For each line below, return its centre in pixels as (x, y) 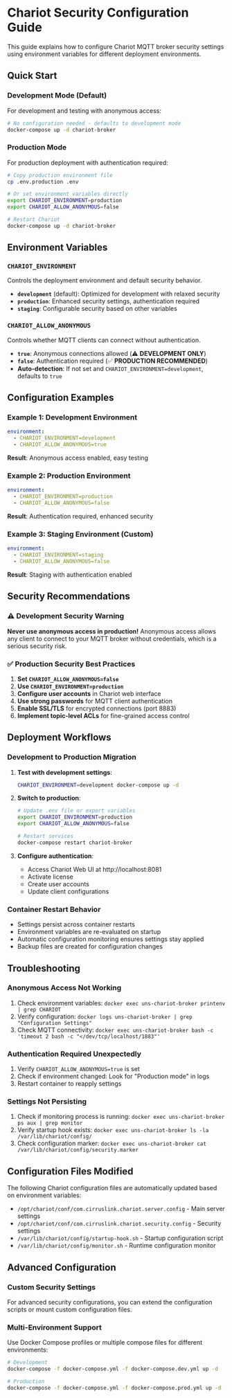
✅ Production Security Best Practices (71, 664)
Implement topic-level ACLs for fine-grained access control (103, 715)
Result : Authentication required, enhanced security (80, 517)
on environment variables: (44, 1195)
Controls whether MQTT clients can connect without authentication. (104, 340)
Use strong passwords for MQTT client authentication (95, 701)
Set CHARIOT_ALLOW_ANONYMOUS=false (68, 679)
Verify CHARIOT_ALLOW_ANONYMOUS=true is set (78, 1069)
